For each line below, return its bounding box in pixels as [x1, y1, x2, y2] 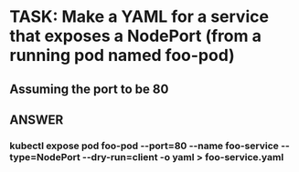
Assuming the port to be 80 [9, 81, 169, 96]
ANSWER [9, 112, 64, 127]
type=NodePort [9, 150, 80, 163]
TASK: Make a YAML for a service [9, 6, 270, 27]
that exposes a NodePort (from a [9, 25, 262, 46]
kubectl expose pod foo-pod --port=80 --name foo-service [9, 139, 279, 152]
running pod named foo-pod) [9, 46, 235, 66]
